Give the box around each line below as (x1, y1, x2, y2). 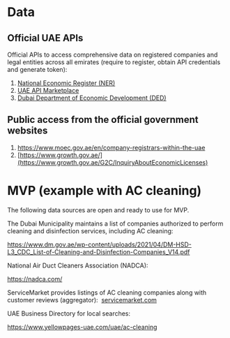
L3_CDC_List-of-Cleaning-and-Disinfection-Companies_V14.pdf (7, 247, 190, 256)
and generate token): (7, 66, 68, 73)
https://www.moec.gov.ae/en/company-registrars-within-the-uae (17, 143, 206, 152)
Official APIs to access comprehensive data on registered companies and (7, 50, 218, 59)
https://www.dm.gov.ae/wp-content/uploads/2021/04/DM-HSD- (7, 240, 192, 249)
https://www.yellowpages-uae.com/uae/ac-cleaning (7, 323, 158, 331)
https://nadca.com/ (7, 274, 63, 283)
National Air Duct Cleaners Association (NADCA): (7, 261, 148, 270)
